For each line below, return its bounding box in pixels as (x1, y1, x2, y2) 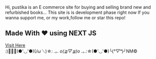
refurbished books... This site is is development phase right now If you (5, 9, 150, 15)
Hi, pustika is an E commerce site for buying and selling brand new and (5, 4, 151, 10)
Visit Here (5, 42, 26, 48)
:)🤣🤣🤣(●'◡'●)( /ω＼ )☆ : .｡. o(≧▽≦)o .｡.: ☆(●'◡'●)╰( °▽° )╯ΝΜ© (5, 48, 138, 54)
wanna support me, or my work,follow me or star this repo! (5, 15, 126, 20)
